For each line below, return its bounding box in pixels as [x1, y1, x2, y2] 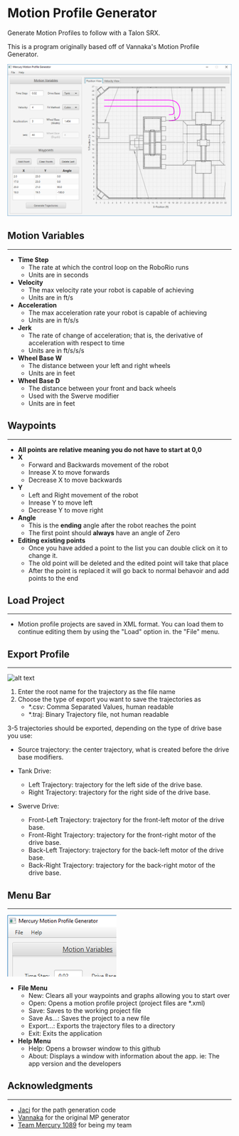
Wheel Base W [17, 354, 63, 362]
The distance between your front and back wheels [28, 384, 176, 392]
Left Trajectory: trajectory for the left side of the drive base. [28, 781, 203, 789]
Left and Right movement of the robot [28, 490, 139, 499]
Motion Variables [7, 230, 85, 242]
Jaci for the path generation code [17, 1105, 116, 1114]
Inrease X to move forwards [28, 468, 110, 476]
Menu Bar [7, 889, 51, 901]
